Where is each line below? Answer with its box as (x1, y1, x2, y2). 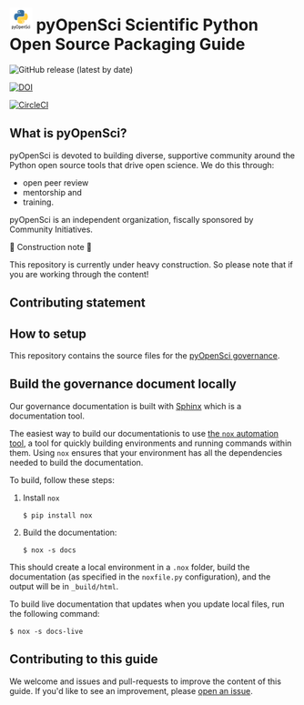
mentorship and (22, 186, 82, 197)
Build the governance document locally (9, 377, 237, 392)
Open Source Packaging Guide (9, 35, 246, 55)
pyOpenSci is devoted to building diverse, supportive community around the (9, 149, 296, 161)
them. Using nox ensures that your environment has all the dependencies (9, 447, 283, 458)
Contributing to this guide (9, 651, 158, 667)
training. (22, 196, 55, 207)
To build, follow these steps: (9, 474, 116, 485)
